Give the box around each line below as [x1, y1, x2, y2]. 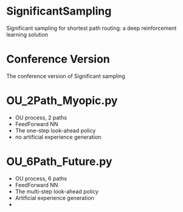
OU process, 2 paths [15, 114, 67, 121]
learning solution [6, 30, 49, 38]
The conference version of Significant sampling [6, 72, 126, 80]
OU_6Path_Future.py [6, 155, 112, 168]
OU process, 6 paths [15, 175, 67, 182]
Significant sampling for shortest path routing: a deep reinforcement [6, 24, 177, 32]
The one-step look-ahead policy [15, 127, 96, 134]
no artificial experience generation [15, 133, 102, 141]
